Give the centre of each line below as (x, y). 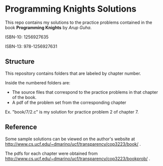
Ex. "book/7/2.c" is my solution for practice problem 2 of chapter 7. (72, 112)
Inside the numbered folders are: (38, 83)
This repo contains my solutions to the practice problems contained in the (79, 22)
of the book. (24, 97)
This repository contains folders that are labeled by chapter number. (73, 73)
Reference (21, 127)
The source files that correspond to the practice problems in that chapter (85, 92)
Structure (20, 62)
